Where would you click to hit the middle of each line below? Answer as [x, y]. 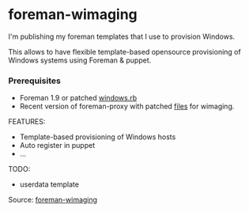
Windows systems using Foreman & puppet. [80, 60]
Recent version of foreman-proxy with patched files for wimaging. [127, 106]
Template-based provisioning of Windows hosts [98, 137]
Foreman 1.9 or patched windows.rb [78, 98]
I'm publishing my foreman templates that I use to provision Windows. [122, 36]
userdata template [49, 184]
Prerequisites [34, 81]
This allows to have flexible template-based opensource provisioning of [124, 51]
